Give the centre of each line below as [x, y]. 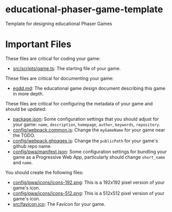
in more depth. [28, 94]
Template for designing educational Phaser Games [59, 24]
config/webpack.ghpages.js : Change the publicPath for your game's [85, 141]
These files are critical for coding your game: [53, 58]
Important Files [39, 44]
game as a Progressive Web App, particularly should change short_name [89, 157]
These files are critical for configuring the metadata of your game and [79, 103]
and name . [23, 162]
